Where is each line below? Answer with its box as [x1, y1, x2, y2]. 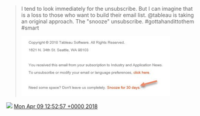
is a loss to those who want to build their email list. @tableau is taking [21, 11, 195, 19]
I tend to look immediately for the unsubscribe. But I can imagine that [21, 5, 193, 12]
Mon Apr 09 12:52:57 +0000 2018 [13, 103, 98, 110]
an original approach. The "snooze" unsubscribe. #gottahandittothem [21, 18, 195, 25]
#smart [21, 24, 39, 31]
